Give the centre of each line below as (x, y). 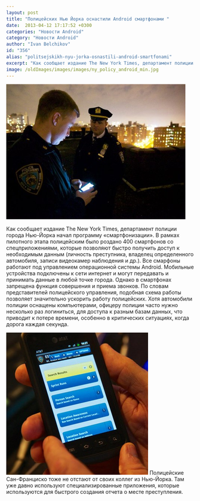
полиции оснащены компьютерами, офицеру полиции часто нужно (92, 305)
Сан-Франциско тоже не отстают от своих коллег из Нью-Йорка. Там (95, 479)
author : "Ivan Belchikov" (38, 44)
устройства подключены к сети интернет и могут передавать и (87, 273)
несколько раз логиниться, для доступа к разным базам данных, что (95, 311)
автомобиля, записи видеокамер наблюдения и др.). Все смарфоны (93, 260)
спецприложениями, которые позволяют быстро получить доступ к (93, 248)
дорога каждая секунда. (37, 324)
